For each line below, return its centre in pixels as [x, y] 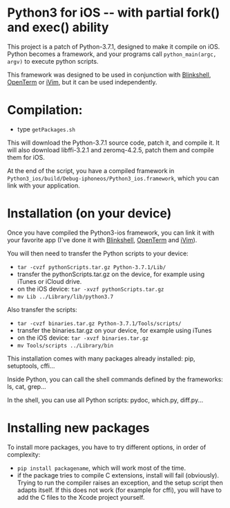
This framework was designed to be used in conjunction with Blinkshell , [109, 75]
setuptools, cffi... [31, 365]
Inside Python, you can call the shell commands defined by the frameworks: [115, 379]
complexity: [24, 454]
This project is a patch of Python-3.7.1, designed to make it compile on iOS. [114, 46]
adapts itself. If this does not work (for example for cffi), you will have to [119, 490]
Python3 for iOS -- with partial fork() [114, 13]
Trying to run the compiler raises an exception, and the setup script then [120, 482]
